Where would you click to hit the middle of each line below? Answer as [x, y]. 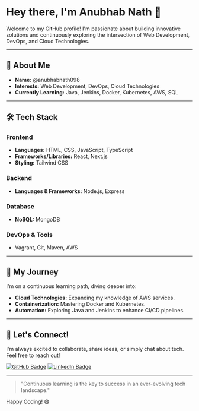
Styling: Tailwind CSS [41, 163]
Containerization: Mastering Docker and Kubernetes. [80, 304]
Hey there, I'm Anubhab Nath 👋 [84, 12]
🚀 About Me [28, 66]
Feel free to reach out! [33, 355]
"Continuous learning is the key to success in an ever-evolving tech [103, 384]
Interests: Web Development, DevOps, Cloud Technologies [87, 86]
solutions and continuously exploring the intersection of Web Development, [98, 34]
